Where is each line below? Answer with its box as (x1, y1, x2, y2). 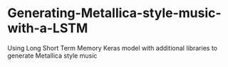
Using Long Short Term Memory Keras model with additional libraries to (7, 43, 217, 52)
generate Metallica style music (7, 51, 98, 60)
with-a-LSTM (7, 20, 88, 36)
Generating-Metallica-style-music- (7, 5, 222, 21)
